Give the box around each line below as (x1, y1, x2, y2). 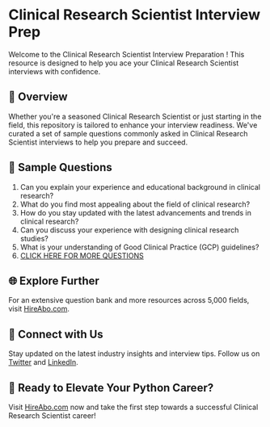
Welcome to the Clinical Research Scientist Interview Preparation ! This (8, 49, 245, 59)
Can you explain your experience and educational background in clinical (19, 182, 261, 191)
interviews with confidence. (8, 66, 101, 76)
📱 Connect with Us (8, 327, 103, 341)
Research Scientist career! (8, 411, 97, 421)
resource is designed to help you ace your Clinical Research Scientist (8, 58, 239, 68)
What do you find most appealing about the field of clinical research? (19, 199, 251, 209)
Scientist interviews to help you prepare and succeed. (8, 137, 188, 147)
